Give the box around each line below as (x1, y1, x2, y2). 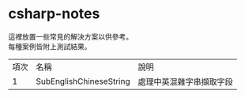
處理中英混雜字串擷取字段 (138, 76, 233, 87)
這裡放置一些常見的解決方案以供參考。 (8, 32, 133, 41)
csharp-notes (8, 5, 100, 23)
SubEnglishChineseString (36, 76, 130, 87)
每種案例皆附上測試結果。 (8, 41, 92, 51)
